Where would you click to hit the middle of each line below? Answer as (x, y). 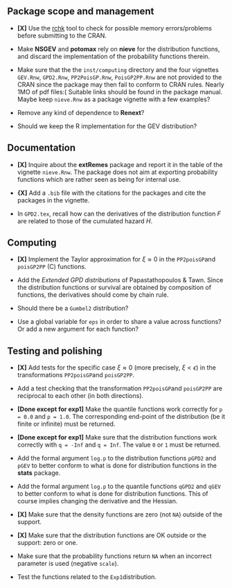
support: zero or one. (47, 543)
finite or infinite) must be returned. (66, 424)
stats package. (39, 473)
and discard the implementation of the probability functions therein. (113, 56)
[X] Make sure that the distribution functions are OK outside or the (111, 535)
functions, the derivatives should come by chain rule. (93, 295)
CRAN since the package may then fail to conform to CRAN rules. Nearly (121, 84)
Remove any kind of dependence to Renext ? (81, 112)
